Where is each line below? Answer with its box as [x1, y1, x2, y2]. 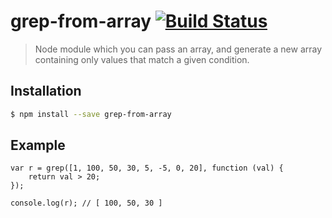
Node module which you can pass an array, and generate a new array [34, 43, 323, 55]
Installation [10, 83, 82, 100]
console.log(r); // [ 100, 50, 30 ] [10, 198, 163, 209]
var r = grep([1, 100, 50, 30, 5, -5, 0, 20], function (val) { [10, 163, 284, 174]
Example [10, 137, 66, 154]
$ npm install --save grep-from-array [10, 109, 172, 119]
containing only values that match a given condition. [34, 53, 250, 65]
